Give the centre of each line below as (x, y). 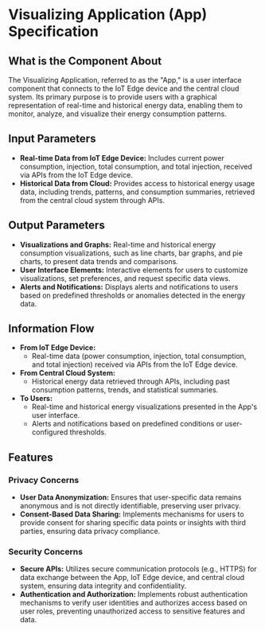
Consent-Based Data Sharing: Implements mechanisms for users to (132, 514)
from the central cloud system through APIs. (92, 200)
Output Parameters (57, 226)
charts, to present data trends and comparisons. (99, 261)
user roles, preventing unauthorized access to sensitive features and (132, 611)
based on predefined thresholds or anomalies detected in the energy (132, 295)
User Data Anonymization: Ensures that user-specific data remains (131, 497)
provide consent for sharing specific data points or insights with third (133, 523)
